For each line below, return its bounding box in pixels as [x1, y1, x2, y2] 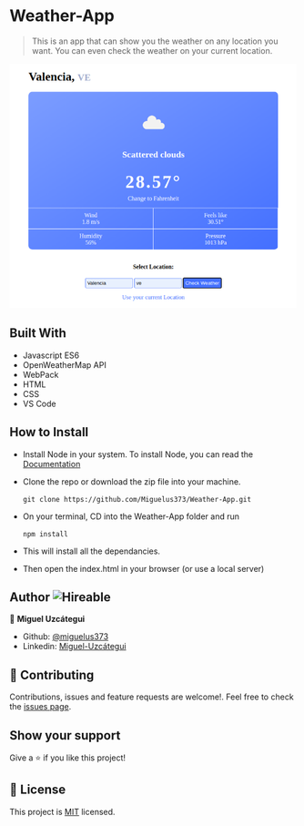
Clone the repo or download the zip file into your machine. [22, 475, 241, 487]
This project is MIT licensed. [9, 806, 116, 817]
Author [9, 589, 50, 605]
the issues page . [9, 701, 72, 712]
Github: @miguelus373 [22, 631, 109, 642]
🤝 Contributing [9, 667, 95, 683]
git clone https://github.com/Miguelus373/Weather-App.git [22, 495, 252, 504]
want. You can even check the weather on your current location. [31, 45, 273, 56]
